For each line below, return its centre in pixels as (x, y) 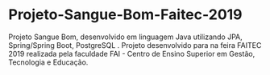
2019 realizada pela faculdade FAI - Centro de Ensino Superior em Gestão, (132, 53)
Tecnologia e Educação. (48, 62)
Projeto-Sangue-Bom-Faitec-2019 (126, 15)
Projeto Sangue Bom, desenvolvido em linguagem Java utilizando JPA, (126, 37)
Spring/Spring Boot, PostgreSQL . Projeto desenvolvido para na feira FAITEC (135, 45)
